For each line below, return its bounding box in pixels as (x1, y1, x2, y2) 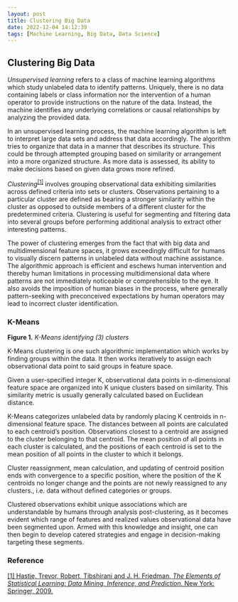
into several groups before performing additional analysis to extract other (7, 217, 222, 226)
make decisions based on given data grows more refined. (7, 165, 175, 173)
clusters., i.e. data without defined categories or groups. (7, 486, 172, 495)
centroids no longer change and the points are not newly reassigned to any (7, 479, 227, 488)
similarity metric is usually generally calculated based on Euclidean (7, 391, 204, 399)
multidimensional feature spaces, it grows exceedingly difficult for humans (7, 246, 226, 254)
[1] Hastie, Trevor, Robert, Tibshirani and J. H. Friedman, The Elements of (7, 571, 221, 580)
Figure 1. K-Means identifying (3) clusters (7, 333, 129, 342)
